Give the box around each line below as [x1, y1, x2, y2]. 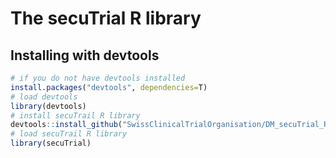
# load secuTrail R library [10, 129, 128, 139]
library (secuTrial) [10, 138, 92, 149]
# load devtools [10, 92, 78, 102]
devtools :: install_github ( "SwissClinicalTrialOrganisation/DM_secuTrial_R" [10, 120, 333, 130]
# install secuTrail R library [10, 110, 141, 121]
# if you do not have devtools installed [10, 73, 186, 83]
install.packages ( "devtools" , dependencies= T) [10, 82, 208, 92]
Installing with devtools [10, 47, 160, 64]
